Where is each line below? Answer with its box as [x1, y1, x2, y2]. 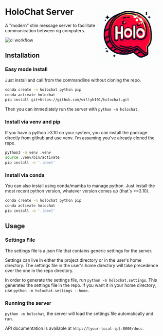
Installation [5, 51, 40, 60]
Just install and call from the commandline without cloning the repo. [5, 77, 141, 83]
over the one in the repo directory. [5, 268, 74, 273]
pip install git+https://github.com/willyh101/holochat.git [5, 97, 130, 103]
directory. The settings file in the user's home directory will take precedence [5, 262, 158, 268]
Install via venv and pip [5, 119, 61, 126]
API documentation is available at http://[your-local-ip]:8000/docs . [5, 325, 144, 331]
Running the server [5, 299, 52, 306]
